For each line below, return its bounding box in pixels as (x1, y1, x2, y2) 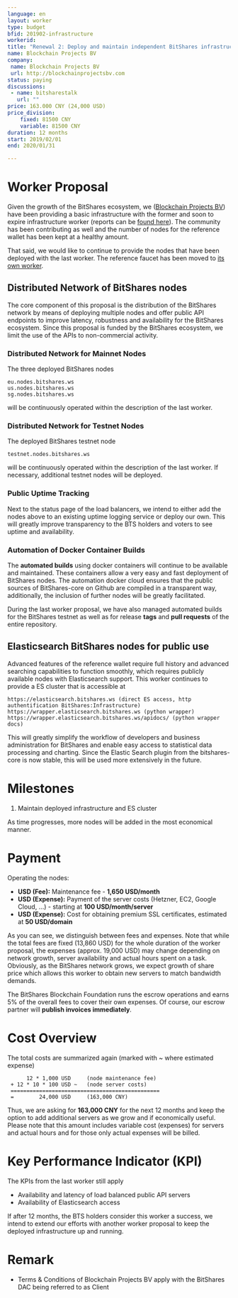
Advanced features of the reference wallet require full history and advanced (7, 659, 229, 667)
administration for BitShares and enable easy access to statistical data (7, 740, 212, 749)
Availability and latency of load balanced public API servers (17, 1190, 191, 1199)
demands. (7, 976, 37, 984)
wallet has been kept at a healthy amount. (7, 233, 130, 241)
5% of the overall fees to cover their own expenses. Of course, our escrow (7, 997, 225, 1006)
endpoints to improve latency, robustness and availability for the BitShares (7, 316, 224, 324)
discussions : (7, 83, 46, 90)
